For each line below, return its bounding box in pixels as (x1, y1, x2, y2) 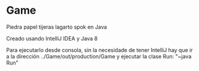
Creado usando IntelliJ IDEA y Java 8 (6, 35, 98, 42)
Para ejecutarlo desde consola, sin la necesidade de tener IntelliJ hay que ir (6, 46, 193, 54)
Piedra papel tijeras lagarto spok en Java (6, 23, 107, 30)
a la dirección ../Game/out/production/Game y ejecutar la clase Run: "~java (6, 53, 192, 60)
